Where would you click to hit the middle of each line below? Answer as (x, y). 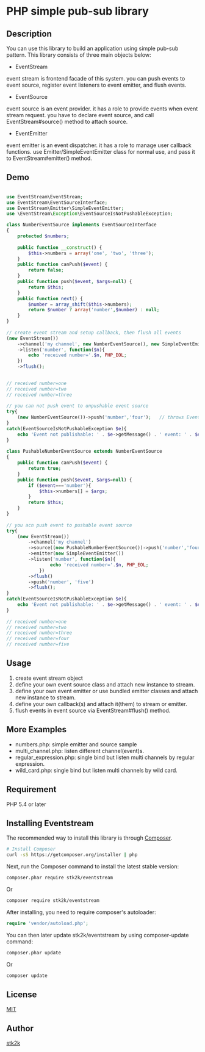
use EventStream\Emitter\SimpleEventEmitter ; (65, 208)
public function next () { (50, 298)
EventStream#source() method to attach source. (67, 121)
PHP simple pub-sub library (78, 11)
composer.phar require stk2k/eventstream (60, 878)
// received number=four (38, 639)
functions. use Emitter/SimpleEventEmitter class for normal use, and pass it (101, 152)
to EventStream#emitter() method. (49, 158)
